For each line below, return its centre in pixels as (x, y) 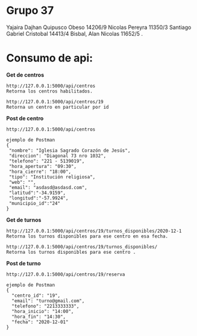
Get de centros (25, 75)
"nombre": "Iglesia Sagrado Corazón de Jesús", (70, 150)
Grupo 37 (30, 11)
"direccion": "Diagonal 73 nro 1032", (58, 156)
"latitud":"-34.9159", (37, 193)
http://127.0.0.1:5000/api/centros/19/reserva (66, 274)
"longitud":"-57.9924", (39, 198)
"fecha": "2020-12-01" (40, 322)
